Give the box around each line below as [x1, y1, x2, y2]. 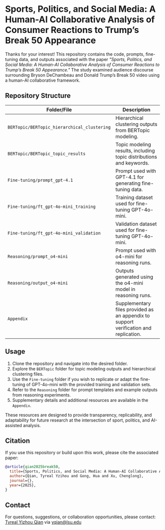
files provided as [115, 306, 154, 313]
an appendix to [115, 312, 150, 319]
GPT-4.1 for [115, 173, 144, 180]
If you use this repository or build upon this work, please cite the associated [5, 450, 159, 456]
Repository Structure [5, 92, 71, 100]
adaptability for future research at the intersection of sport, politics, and [5, 417, 150, 423]
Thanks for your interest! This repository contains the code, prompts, [5, 51, 145, 57]
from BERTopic [115, 127, 150, 133]
